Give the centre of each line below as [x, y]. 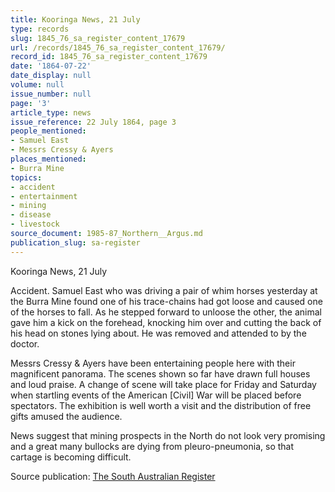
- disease [31, 215]
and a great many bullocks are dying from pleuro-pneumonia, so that [152, 446]
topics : [26, 177]
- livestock [35, 224]
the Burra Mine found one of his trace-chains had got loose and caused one [166, 301]
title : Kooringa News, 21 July [75, 19]
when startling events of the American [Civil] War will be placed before [156, 395]
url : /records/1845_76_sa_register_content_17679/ [118, 47]
